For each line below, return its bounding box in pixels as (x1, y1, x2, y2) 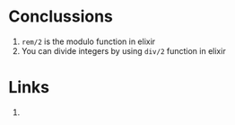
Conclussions (8, 6, 114, 27)
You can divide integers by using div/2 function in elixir (21, 45, 226, 56)
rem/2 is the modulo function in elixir (21, 36, 156, 47)
